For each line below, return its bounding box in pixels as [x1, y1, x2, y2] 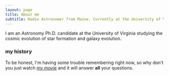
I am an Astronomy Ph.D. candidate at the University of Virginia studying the [5, 30, 163, 36]
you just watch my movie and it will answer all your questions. [5, 64, 134, 70]
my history [5, 48, 32, 55]
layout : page [5, 7, 33, 12]
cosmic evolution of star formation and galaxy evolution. [5, 35, 122, 41]
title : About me [5, 12, 39, 17]
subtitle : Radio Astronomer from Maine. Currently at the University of [5, 16, 161, 21]
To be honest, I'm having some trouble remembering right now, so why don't [5, 59, 163, 65]
